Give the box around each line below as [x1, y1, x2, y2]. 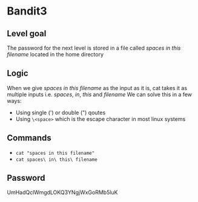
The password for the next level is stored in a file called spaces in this [7, 44, 181, 51]
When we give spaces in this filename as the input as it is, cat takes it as [7, 84, 187, 91]
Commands [7, 133, 52, 143]
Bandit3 [7, 4, 47, 18]
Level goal [7, 28, 47, 39]
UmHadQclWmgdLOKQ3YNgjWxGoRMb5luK [7, 189, 118, 196]
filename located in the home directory [7, 51, 104, 58]
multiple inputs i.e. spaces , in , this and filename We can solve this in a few [7, 91, 193, 98]
